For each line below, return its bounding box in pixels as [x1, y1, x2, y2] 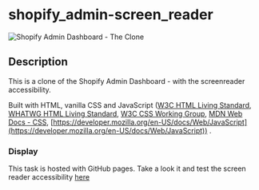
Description [8, 55, 68, 69]
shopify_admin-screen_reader [8, 6, 213, 24]
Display [8, 145, 38, 156]
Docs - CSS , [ [8, 117, 54, 127]
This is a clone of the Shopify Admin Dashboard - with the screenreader [8, 76, 245, 85]
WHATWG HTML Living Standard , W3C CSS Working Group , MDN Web [8, 109, 243, 118]
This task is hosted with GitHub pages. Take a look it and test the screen [8, 164, 246, 173]
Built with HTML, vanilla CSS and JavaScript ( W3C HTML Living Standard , [8, 100, 252, 109]
